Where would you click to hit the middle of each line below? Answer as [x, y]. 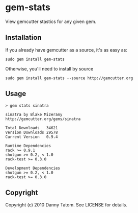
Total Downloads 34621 [32, 128]
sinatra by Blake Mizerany [34, 114]
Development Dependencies [33, 168]
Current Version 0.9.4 [32, 137]
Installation [23, 38]
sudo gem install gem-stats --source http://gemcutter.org [69, 78]
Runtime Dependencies [28, 146]
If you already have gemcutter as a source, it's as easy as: [66, 50]
